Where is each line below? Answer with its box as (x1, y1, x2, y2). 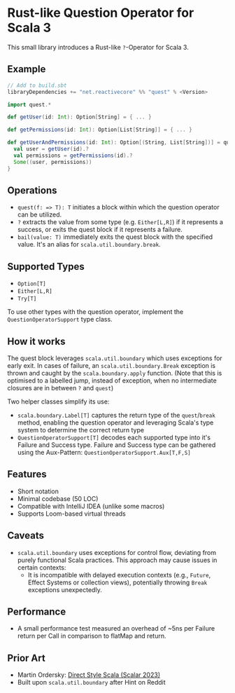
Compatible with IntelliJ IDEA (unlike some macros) (17, 502, 165, 510)
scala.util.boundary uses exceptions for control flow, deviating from (17, 548, 217, 556)
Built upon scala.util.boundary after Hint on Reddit (17, 678, 166, 687)
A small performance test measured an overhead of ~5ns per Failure (17, 624, 215, 633)
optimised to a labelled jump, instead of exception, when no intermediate (7, 376, 217, 385)
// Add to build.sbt (7, 82, 68, 89)
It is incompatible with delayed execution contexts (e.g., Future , (27, 570, 211, 579)
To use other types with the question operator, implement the (7, 308, 184, 316)
